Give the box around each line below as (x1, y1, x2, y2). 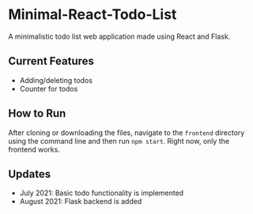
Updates (8, 167, 51, 181)
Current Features (8, 54, 95, 68)
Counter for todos (19, 84, 78, 93)
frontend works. (8, 145, 61, 154)
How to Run (8, 107, 66, 120)
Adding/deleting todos (19, 75, 93, 84)
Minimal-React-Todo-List (8, 6, 177, 24)
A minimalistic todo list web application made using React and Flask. (8, 32, 231, 41)
